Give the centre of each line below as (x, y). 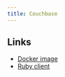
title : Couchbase (32, 14)
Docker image (37, 59)
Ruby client (34, 66)
